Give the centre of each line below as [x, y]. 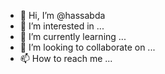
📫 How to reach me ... [66, 58]
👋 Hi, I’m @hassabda [62, 15]
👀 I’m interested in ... [62, 26]
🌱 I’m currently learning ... [73, 36]
